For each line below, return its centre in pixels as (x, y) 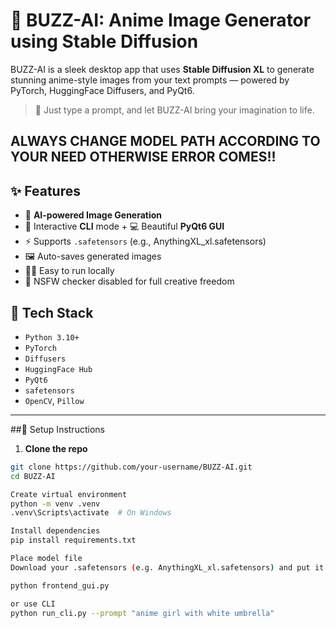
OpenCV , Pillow (54, 400)
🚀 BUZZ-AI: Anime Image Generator (161, 20)
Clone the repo (56, 448)
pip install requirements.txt (73, 540)
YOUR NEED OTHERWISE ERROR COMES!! (143, 157)
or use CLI (33, 604)
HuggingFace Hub (58, 369)
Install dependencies (55, 531)
